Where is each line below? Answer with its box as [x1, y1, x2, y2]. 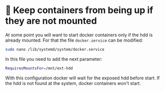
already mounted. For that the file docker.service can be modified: [5, 37, 143, 43]
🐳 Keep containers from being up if [5, 5, 153, 16]
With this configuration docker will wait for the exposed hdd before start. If [5, 75, 160, 81]
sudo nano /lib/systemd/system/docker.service [5, 47, 105, 52]
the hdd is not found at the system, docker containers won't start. [5, 80, 141, 86]
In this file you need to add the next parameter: [5, 56, 103, 62]
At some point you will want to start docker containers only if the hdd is [5, 32, 153, 38]
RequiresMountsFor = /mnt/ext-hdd [5, 65, 73, 71]
